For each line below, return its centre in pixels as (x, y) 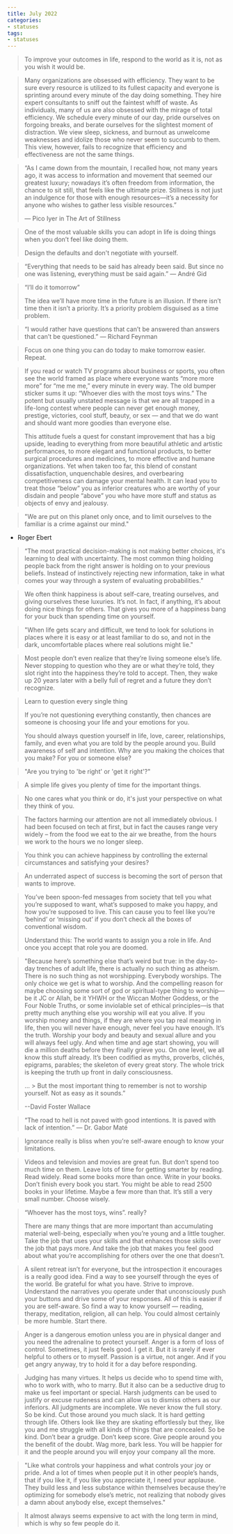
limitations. (40, 1148)
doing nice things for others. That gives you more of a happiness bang (125, 609)
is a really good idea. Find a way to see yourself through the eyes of (121, 1277)
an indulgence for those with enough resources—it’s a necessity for (121, 198)
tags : (15, 33)
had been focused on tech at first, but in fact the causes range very (121, 827)
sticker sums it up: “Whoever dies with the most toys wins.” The (115, 393)
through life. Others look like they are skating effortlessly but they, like (124, 1422)
